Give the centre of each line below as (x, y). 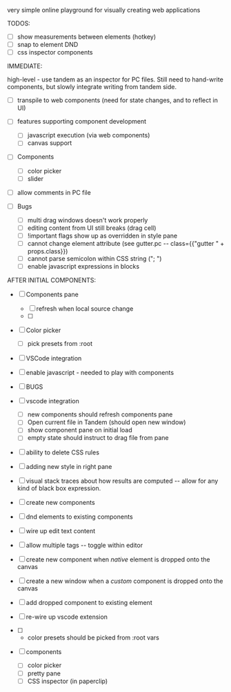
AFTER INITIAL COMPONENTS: (52, 280)
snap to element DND (48, 45)
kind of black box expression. (59, 488)
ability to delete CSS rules (63, 452)
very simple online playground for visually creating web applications (104, 10)
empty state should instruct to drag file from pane (98, 438)
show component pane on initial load (80, 430)
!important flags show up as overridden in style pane (102, 236)
